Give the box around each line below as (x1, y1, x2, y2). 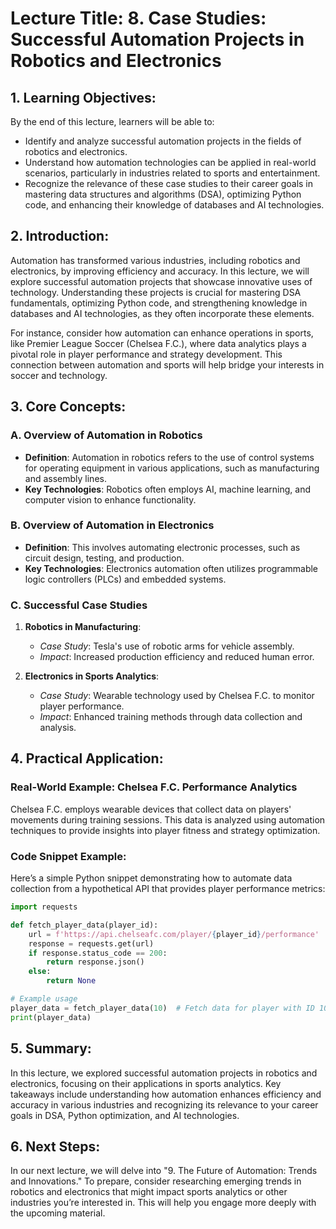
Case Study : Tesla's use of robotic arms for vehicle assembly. (39, 640, 295, 652)
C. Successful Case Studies (10, 598, 148, 612)
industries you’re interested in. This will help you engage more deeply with (10, 1197, 317, 1209)
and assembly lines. (24, 472, 107, 484)
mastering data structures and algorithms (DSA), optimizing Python (24, 188, 302, 200)
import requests (10, 902, 78, 912)
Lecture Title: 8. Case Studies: (10, 7, 267, 30)
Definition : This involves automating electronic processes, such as (24, 541, 301, 553)
